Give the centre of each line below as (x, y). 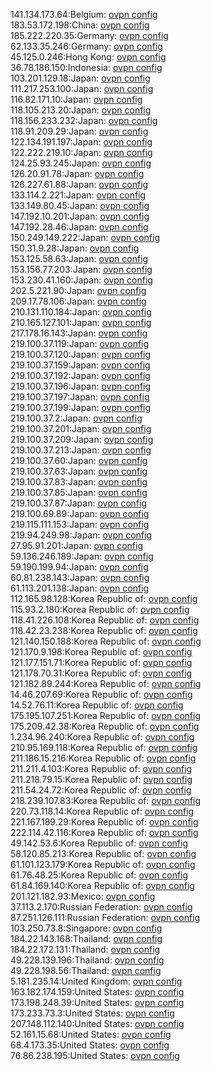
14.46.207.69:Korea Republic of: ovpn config (101, 694)
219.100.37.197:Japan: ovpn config (80, 397)
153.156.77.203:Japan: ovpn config (81, 269)
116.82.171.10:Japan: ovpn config (76, 99)
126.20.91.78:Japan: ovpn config (77, 173)
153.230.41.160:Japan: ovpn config (81, 280)
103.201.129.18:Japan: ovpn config (80, 78)
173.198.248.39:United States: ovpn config (97, 1002)
